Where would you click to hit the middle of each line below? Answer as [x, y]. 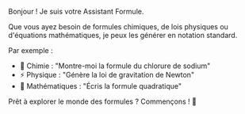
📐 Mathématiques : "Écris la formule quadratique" [101, 86]
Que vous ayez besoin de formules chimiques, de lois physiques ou [118, 27]
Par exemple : [31, 50]
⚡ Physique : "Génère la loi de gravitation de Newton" [107, 75]
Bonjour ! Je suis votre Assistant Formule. [76, 11]
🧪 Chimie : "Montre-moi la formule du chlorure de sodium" [115, 66]
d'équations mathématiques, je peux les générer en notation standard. [123, 35]
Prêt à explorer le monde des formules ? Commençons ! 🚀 [102, 101]
